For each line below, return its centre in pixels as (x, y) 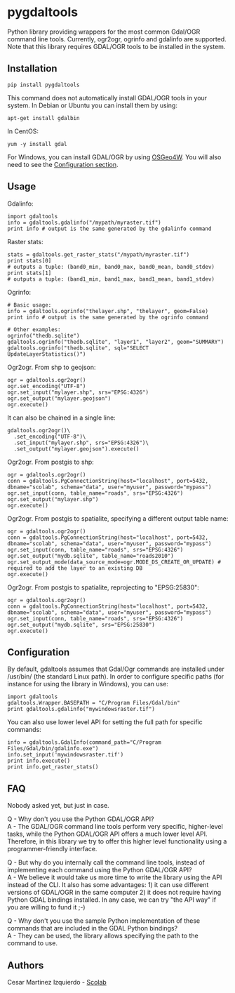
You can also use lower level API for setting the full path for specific (105, 722)
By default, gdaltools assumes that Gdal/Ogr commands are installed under (116, 669)
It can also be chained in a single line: (61, 418)
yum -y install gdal (38, 144)
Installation (32, 68)
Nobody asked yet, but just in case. (59, 806)
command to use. (33, 943)
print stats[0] (29, 260)
